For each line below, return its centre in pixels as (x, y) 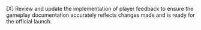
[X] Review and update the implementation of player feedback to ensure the (100, 9)
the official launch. (29, 21)
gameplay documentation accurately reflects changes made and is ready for (100, 15)
